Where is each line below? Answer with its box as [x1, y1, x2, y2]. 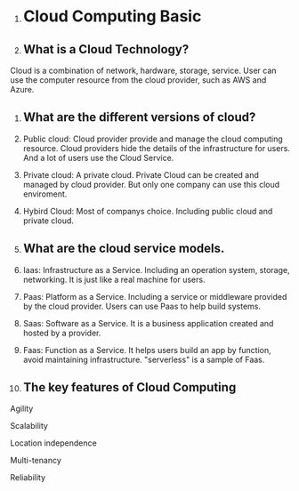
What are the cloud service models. [22, 241, 225, 256]
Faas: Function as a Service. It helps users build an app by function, [22, 344, 272, 355]
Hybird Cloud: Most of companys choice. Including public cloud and [22, 205, 273, 216]
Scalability [10, 421, 48, 431]
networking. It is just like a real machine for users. [22, 274, 206, 285]
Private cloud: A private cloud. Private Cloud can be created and [22, 169, 259, 180]
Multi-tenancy [10, 455, 61, 466]
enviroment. [22, 189, 68, 199]
